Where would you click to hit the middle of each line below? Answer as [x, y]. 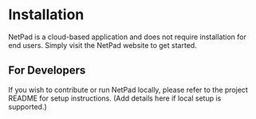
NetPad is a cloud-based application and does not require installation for [128, 37]
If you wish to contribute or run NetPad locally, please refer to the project [128, 89]
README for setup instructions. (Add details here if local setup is [115, 98]
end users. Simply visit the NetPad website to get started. [102, 45]
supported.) [28, 106]
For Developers [47, 71]
